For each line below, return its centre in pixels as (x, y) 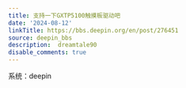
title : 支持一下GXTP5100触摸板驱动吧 (65, 15)
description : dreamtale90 (53, 45)
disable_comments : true (47, 52)
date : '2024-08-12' (40, 23)
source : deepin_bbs (40, 38)
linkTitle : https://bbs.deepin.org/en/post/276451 (93, 30)
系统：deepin (30, 76)
